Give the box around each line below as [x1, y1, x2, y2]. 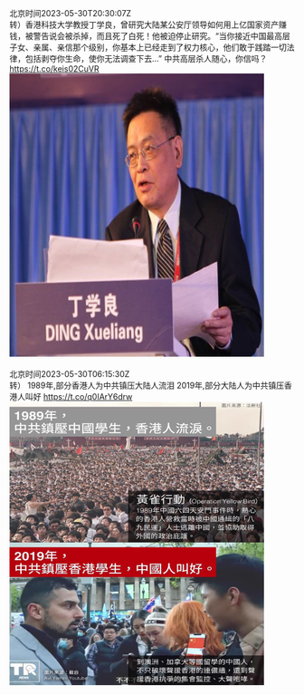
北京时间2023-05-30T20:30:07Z [9, 8, 132, 18]
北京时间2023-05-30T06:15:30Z [9, 369, 130, 379]
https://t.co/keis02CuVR [9, 63, 100, 74]
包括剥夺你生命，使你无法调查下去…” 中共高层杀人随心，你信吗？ [24, 53, 268, 63]
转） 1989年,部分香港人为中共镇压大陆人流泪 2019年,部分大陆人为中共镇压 [9, 380, 285, 391]
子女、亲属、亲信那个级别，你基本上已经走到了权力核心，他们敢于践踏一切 [9, 42, 287, 53]
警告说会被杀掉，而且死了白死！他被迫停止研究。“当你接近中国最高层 [33, 31, 291, 41]
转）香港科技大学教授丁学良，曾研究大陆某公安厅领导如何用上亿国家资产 [9, 19, 279, 30]
